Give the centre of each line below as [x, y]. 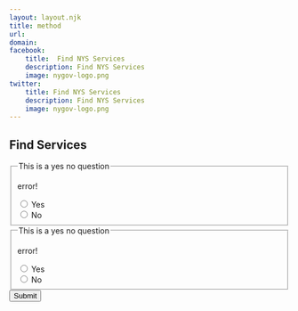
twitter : [25, 84]
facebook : [28, 51]
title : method [36, 26]
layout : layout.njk [45, 17]
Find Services [48, 145]
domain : [24, 42]
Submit [25, 296]
